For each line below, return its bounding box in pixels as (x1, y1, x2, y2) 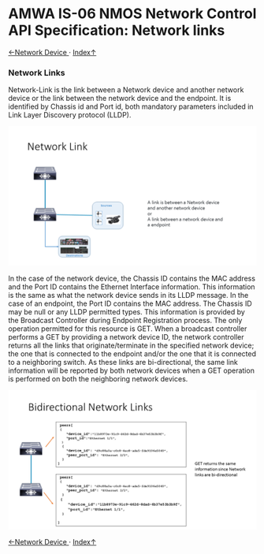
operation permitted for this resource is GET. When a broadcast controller (8, 324, 247, 333)
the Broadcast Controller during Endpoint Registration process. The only (8, 315, 243, 325)
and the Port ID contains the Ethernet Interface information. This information (8, 281, 255, 292)
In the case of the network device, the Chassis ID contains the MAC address (8, 273, 256, 283)
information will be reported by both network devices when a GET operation (8, 366, 255, 375)
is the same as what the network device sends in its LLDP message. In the (8, 290, 249, 299)
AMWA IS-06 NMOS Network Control (8, 5, 257, 23)
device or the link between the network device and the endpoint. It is (8, 94, 232, 103)
